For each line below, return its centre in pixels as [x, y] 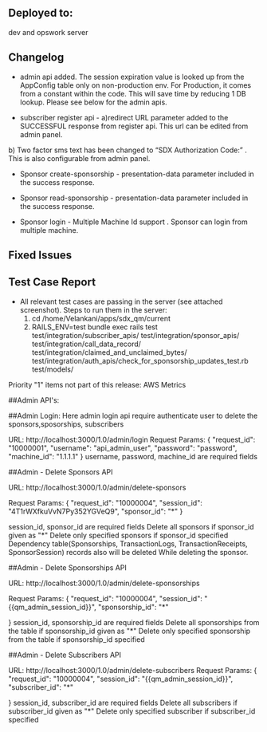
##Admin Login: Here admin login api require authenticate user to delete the [133, 415]
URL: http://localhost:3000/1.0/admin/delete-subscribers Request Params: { [133, 670]
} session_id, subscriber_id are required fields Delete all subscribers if [123, 702]
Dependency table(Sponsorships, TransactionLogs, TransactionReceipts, [128, 543]
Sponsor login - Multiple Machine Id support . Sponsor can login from [134, 222]
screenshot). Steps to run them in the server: [93, 309]
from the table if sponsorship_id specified [77, 639]
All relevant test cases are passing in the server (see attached [121, 301]
